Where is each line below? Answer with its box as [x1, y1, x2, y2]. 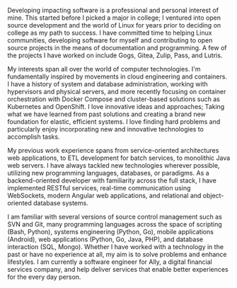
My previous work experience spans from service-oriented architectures [7, 146, 219, 154]
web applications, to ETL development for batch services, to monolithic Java [7, 154, 231, 162]
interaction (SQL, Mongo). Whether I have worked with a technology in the [7, 243, 224, 250]
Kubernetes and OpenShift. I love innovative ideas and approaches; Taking [7, 103, 225, 110]
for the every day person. [7, 272, 81, 281]
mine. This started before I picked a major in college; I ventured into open [7, 13, 221, 22]
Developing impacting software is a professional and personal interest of [7, 6, 219, 14]
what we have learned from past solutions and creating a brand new [7, 110, 207, 118]
